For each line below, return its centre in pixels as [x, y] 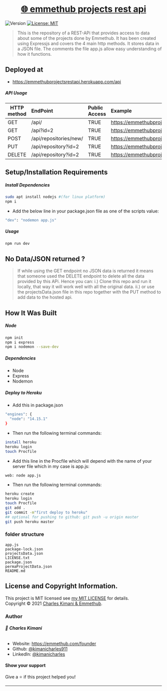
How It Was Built [31, 313]
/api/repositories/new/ [57, 138]
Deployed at [24, 70]
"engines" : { [19, 414]
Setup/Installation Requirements [56, 172]
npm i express [20, 342]
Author [14, 616]
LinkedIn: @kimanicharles [39, 654]
